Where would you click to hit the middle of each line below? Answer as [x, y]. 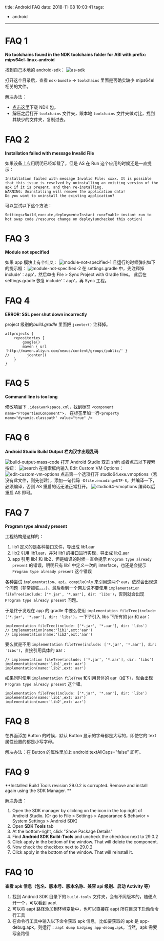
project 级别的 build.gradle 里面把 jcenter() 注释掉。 [58, 324]
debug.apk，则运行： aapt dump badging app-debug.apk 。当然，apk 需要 [85, 927]
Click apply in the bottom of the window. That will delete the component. [85, 842]
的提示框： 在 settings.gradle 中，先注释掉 [75, 268]
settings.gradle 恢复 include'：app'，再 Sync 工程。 [57, 280]
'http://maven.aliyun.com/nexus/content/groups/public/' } [66, 351]
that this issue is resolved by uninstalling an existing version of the [82, 183]
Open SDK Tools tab [33, 826]
